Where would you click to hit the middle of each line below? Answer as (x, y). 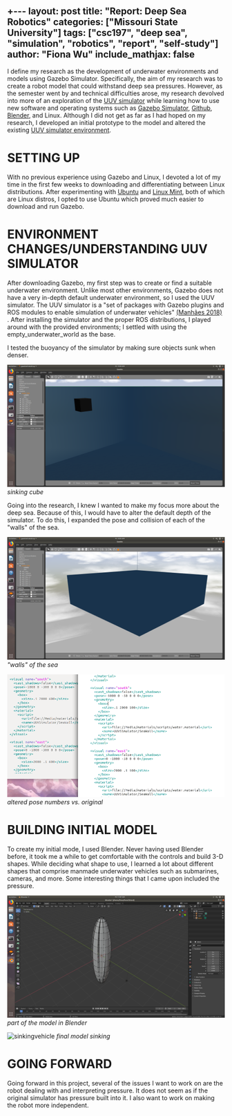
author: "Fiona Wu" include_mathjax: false (101, 55)
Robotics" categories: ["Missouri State (93, 22)
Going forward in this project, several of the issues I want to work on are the (115, 1083)
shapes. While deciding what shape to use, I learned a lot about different (110, 864)
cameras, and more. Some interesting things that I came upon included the (113, 878)
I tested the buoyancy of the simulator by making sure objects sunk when (112, 348)
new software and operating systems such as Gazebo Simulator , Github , (110, 108)
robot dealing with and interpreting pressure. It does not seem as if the (108, 1090)
